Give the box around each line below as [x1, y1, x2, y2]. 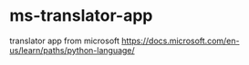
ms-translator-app [9, 5, 153, 26]
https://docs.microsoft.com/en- [121, 35, 240, 46]
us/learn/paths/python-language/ [9, 44, 135, 55]
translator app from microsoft [9, 35, 120, 46]
